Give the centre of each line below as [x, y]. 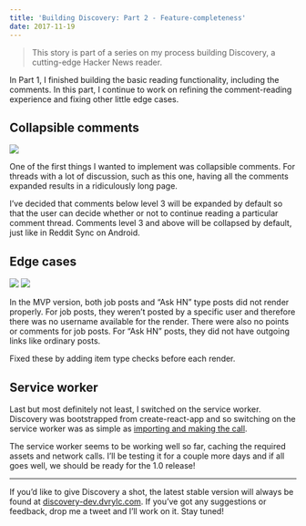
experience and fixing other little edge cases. [94, 99]
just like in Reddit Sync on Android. [75, 232]
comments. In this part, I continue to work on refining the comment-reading [151, 89]
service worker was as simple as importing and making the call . [128, 428]
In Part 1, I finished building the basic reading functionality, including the [144, 79]
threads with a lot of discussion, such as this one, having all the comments [149, 176]
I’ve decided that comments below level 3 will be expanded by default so [146, 204]
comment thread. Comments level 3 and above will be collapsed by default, [151, 223]
